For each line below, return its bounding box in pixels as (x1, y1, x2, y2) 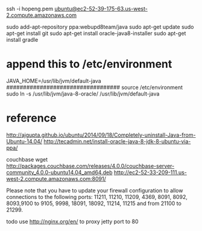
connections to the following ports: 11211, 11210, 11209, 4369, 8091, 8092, (6, 193, 188, 200)
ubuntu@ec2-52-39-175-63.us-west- (54, 5, 148, 12)
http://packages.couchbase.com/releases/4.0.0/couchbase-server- (6, 162, 175, 169)
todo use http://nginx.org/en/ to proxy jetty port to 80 (6, 218, 139, 225)
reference (6, 111, 57, 125)
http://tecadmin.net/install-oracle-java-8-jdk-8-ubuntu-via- (43, 137, 191, 145)
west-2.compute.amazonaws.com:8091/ (6, 175, 107, 182)
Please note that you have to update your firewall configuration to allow (6, 187, 183, 194)
